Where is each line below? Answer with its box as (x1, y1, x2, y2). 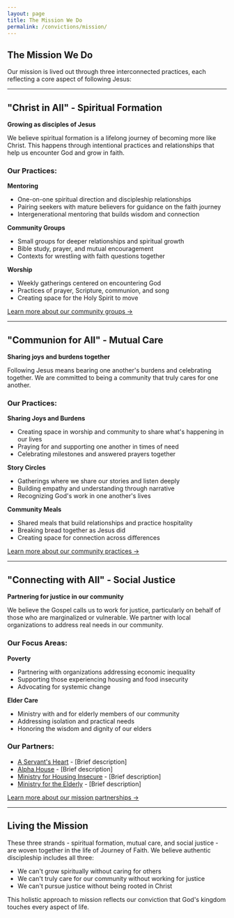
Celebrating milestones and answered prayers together (17, 450, 176, 458)
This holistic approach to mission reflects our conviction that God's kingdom (7, 895, 226, 903)
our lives (17, 435, 42, 444)
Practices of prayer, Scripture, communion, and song (17, 287, 169, 295)
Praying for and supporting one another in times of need (17, 442, 179, 451)
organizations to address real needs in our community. (7, 621, 164, 629)
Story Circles (7, 463, 47, 472)
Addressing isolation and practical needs (17, 716, 134, 725)
